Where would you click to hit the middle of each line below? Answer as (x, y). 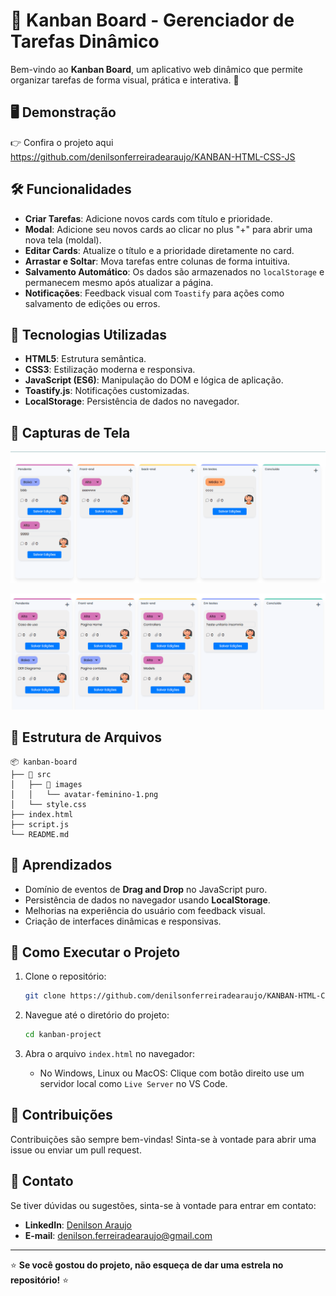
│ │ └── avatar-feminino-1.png (84, 794)
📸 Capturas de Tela (70, 432)
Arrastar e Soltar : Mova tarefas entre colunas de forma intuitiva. (157, 261)
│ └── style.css (48, 804)
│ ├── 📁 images (46, 784)
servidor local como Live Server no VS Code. (133, 1084)
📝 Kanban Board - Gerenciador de (152, 20)
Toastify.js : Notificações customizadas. (107, 391)
